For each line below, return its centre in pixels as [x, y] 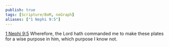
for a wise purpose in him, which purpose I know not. [61, 39]
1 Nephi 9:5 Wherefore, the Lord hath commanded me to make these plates [84, 34]
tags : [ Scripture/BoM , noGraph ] [40, 15]
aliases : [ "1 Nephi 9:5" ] [33, 19]
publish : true [20, 10]
